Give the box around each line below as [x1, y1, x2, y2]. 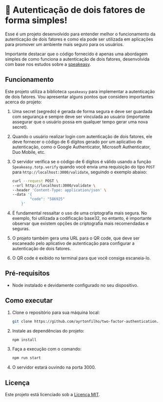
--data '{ [12, 192, 33, 197]
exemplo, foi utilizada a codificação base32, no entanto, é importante [12, 215, 152, 221]
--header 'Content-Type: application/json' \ [12, 188, 106, 192]
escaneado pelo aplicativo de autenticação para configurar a [12, 240, 135, 246]
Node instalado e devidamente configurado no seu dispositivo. [12, 282, 139, 288]
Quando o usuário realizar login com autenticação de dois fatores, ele [12, 133, 153, 139]
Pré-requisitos [5, 269, 50, 278]
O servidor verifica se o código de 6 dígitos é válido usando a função [12, 159, 151, 165]
